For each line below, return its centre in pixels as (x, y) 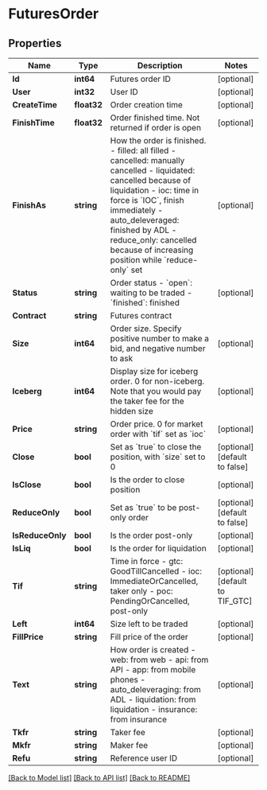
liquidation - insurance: (154, 709)
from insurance (138, 719)
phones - (128, 679)
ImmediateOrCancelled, (154, 581)
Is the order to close (147, 480)
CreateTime (35, 105)
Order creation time (146, 105)
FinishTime (33, 123)
